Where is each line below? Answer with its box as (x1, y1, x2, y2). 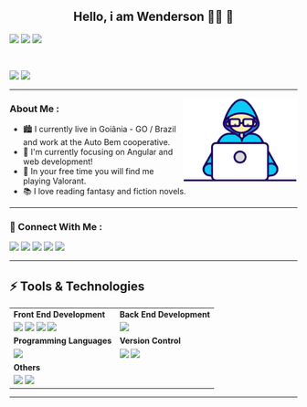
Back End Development (119, 308, 210, 319)
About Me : (9, 102, 59, 115)
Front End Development (13, 308, 106, 319)
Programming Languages (13, 335, 112, 347)
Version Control (119, 335, 181, 347)
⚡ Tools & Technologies (9, 278, 145, 294)
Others (13, 361, 41, 372)
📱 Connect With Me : (9, 221, 103, 234)
